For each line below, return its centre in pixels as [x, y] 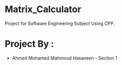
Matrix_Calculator [43, 9]
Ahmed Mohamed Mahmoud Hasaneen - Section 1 [65, 58]
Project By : [29, 44]
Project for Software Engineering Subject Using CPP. [60, 23]
